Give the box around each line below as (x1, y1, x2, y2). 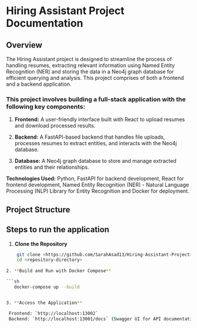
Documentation (6, 16, 84, 30)
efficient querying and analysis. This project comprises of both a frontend (6, 75, 184, 81)
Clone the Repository (14, 240, 67, 247)
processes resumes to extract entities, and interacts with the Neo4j (14, 140, 177, 147)
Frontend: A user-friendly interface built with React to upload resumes (14, 116, 185, 123)
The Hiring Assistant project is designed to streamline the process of (6, 56, 172, 62)
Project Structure (6, 205, 70, 215)
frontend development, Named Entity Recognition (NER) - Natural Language (6, 181, 189, 189)
